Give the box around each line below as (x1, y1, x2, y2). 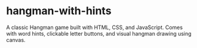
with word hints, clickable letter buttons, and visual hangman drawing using (6, 30, 192, 37)
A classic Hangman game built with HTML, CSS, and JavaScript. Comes (6, 24, 183, 31)
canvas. (6, 36, 26, 43)
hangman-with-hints (6, 4, 112, 18)
